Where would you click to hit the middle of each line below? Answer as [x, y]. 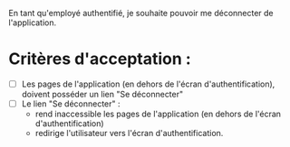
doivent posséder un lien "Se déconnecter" [102, 94]
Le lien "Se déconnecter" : [71, 104]
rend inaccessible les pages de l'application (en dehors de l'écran [158, 114]
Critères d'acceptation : [100, 59]
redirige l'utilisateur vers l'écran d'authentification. [129, 133]
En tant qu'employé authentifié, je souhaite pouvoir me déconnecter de [141, 13]
